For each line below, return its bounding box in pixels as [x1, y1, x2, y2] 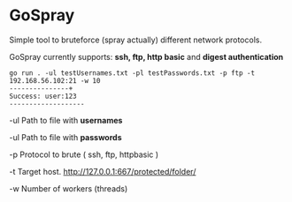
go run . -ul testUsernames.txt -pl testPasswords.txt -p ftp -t [9, 68, 255, 78]
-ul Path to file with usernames [9, 115, 123, 125]
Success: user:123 [9, 92, 77, 101]
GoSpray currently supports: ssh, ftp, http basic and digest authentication [9, 51, 284, 62]
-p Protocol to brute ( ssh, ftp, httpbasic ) [9, 149, 159, 160]
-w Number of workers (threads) [9, 183, 128, 194]
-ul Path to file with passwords [9, 131, 122, 142]
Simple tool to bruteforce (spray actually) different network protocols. [9, 34, 263, 45]
